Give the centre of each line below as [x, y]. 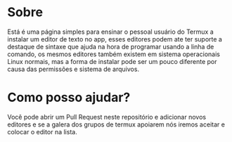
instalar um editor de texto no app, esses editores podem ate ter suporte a [115, 39]
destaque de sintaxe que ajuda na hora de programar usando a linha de [111, 46]
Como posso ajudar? [69, 97]
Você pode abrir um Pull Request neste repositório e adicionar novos [107, 117]
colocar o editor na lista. [42, 131]
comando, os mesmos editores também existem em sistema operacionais [114, 54]
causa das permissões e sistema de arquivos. [73, 69]
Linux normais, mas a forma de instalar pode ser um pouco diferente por [112, 61]
